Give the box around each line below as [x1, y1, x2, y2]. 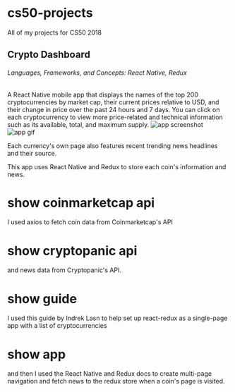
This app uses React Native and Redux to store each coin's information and [7, 162, 227, 171]
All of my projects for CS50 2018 [7, 28, 102, 37]
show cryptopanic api [7, 243, 138, 259]
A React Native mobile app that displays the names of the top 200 [7, 90, 199, 99]
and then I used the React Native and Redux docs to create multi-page [7, 369, 212, 378]
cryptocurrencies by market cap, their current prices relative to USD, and [7, 97, 219, 106]
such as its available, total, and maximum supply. [7, 120, 150, 128]
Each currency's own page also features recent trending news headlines [7, 141, 218, 149]
